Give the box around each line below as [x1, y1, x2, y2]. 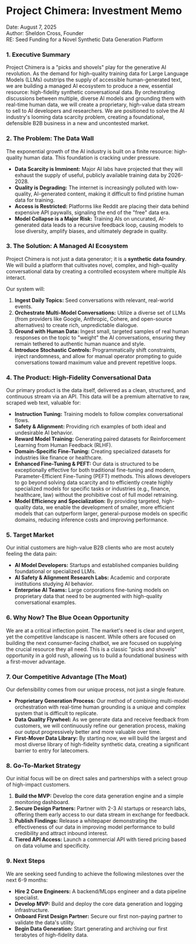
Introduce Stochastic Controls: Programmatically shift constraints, [14, 346, 177, 353]
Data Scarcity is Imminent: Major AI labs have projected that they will [14, 165, 183, 172]
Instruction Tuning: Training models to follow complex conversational [14, 411, 183, 418]
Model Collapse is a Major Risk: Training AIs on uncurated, [14, 215, 157, 222]
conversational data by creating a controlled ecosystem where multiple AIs [6, 267, 186, 274]
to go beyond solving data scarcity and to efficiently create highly [14, 479, 173, 486]
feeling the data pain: [6, 550, 57, 557]
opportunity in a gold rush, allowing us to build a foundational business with [6, 651, 188, 659]
